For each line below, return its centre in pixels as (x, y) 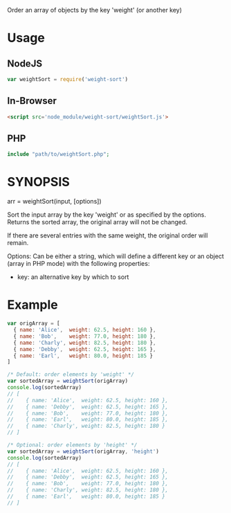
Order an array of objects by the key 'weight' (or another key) (94, 10)
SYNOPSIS (39, 182)
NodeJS (25, 63)
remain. (18, 243)
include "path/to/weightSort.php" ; (58, 154)
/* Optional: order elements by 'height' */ (72, 445)
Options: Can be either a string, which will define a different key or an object (116, 256)
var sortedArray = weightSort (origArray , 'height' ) (83, 451)
